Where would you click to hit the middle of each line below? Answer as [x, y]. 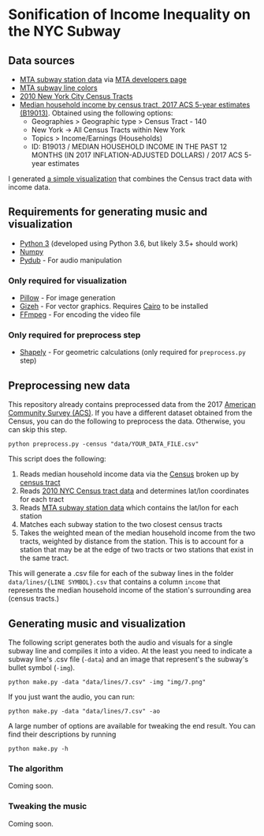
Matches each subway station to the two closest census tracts [121, 525]
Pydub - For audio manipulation [71, 260]
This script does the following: [57, 459]
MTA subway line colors [58, 88]
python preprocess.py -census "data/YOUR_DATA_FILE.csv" [104, 444]
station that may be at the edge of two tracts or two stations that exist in [136, 550]
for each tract [42, 499]
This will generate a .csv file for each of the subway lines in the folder [121, 574]
